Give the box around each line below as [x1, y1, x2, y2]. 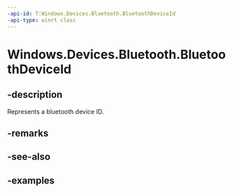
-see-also [7, 151, 51, 163]
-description [7, 89, 63, 101]
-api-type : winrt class [7, 17, 77, 24]
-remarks [7, 127, 49, 139]
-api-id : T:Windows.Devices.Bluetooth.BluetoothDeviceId [7, 10, 176, 17]
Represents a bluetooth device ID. [7, 107, 104, 115]
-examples [7, 174, 55, 186]
